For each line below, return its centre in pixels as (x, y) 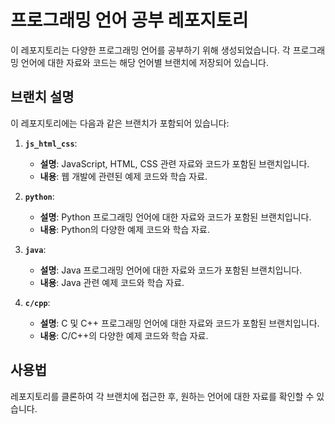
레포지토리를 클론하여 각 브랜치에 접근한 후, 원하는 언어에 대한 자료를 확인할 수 (162, 396)
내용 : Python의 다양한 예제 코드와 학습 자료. (125, 229)
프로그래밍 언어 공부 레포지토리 (129, 20)
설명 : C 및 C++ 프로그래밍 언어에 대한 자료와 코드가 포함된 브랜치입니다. (179, 323)
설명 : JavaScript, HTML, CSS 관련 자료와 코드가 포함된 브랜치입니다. (174, 163)
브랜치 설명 (42, 97)
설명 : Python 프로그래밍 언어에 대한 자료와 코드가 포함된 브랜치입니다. (175, 217)
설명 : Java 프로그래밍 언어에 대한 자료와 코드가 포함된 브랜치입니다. (171, 270)
